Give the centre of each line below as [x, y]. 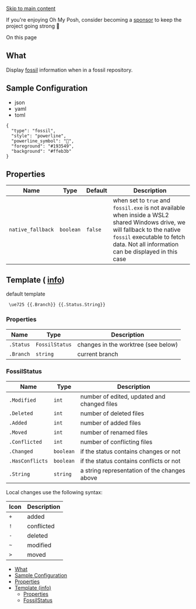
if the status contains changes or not [130, 451]
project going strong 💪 [33, 26]
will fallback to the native [147, 230]
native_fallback [32, 230]
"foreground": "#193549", [43, 146]
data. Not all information [146, 244]
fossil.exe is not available [149, 208]
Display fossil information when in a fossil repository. [69, 70]
